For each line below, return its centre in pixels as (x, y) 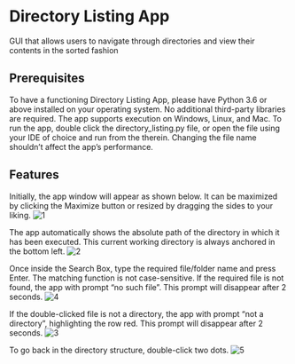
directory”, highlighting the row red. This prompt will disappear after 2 (136, 323)
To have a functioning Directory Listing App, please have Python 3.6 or (138, 99)
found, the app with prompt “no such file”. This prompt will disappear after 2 (147, 287)
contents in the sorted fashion (64, 50)
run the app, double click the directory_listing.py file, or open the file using (145, 128)
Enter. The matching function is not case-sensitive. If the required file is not (147, 278)
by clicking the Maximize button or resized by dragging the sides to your (141, 205)
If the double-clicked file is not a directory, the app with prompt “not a (136, 313)
